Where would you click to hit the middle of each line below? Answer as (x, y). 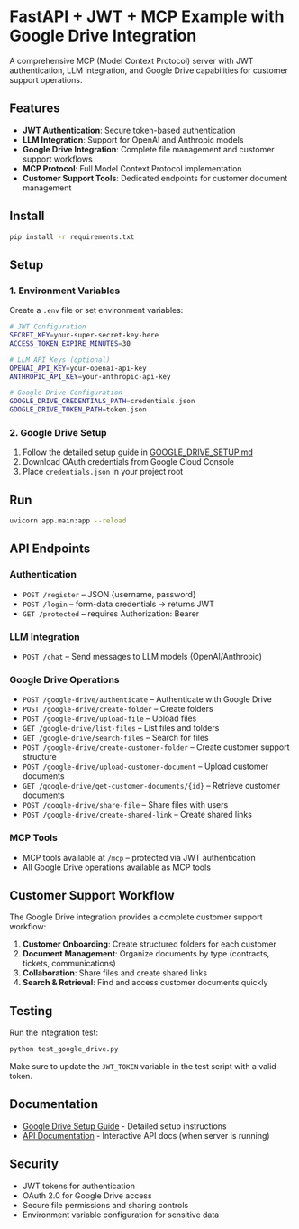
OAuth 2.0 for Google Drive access (87, 1195)
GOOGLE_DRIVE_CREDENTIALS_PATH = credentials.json (102, 402)
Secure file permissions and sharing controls (105, 1205)
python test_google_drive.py (64, 1049)
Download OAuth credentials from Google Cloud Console (128, 462)
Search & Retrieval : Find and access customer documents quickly (145, 983)
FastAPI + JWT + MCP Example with (147, 17)
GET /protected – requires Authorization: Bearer (111, 613)
